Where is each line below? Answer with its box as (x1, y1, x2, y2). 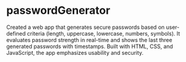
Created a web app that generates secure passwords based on (6, 23, 165, 31)
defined (6, 29, 26, 37)
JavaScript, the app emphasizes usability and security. (6, 49, 144, 56)
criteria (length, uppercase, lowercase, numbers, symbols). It (27, 29, 181, 37)
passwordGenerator (6, 4, 111, 17)
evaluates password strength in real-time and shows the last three (6, 36, 173, 43)
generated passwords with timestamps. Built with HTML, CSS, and (6, 43, 173, 50)
